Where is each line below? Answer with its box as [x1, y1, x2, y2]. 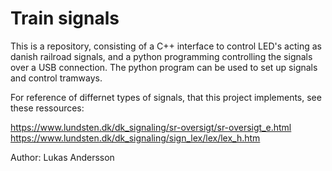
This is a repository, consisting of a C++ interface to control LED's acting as [10, 40, 322, 52]
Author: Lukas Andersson [10, 151, 115, 163]
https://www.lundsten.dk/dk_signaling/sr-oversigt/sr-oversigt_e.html [10, 121, 292, 133]
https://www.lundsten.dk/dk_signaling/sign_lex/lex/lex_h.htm [10, 132, 261, 144]
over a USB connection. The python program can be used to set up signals [10, 61, 318, 73]
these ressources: [10, 102, 85, 114]
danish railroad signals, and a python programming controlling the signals [10, 50, 313, 62]
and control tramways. [10, 72, 103, 84]
